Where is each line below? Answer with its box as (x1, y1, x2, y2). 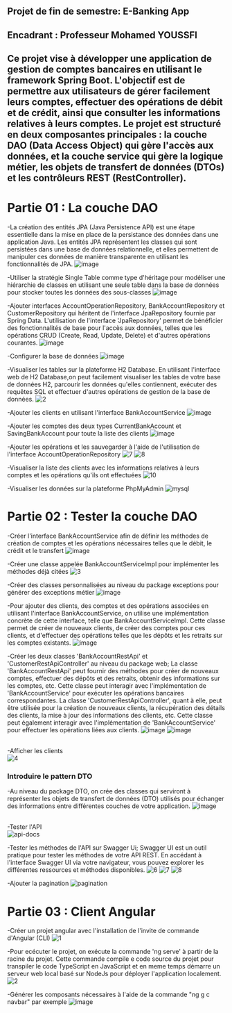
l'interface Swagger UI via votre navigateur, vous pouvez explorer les (7, 858, 204, 867)
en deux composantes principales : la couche (7, 129, 208, 141)
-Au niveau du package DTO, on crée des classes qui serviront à (7, 787, 191, 796)
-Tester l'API (7, 823, 42, 831)
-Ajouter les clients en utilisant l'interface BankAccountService (7, 409, 186, 417)
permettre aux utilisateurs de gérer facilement (7, 85, 211, 97)
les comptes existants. (7, 639, 71, 647)
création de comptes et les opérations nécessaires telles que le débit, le (7, 539, 213, 547)
